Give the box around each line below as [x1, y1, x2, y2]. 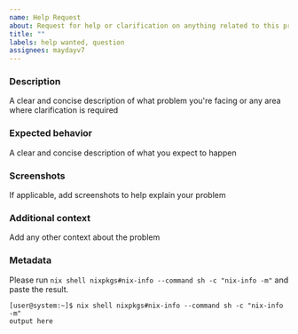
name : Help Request [9, 12, 82, 22]
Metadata [9, 254, 51, 266]
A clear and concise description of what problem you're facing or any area [9, 95, 281, 107]
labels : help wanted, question [9, 37, 125, 47]
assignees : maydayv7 [9, 46, 86, 55]
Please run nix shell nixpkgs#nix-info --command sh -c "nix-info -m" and [9, 274, 289, 285]
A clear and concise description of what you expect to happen [9, 147, 237, 158]
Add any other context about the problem [9, 232, 161, 243]
